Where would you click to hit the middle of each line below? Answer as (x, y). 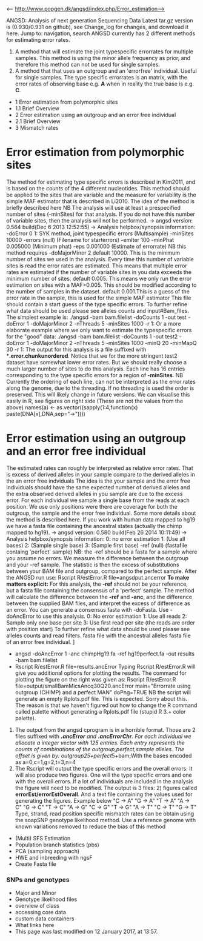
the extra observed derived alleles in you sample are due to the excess (95, 494)
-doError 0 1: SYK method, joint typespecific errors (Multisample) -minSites (100, 233)
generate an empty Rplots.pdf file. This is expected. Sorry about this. (101, 698)
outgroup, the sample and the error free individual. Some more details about (101, 513)
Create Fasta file (35, 864)
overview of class (37, 906)
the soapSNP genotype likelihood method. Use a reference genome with (105, 820)
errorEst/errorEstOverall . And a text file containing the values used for (104, 794)
